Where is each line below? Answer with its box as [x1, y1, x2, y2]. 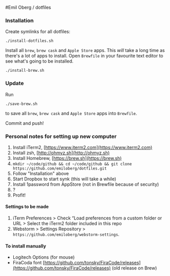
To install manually [5, 243, 46, 249]
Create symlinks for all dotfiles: [5, 29, 70, 35]
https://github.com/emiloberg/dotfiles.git [12, 165, 107, 171]
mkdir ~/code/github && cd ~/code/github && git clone [12, 161, 132, 167]
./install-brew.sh [5, 68, 44, 73]
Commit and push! [5, 120, 44, 126]
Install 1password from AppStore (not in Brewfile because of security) [12, 181, 159, 187]
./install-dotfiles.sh [5, 38, 54, 44]
